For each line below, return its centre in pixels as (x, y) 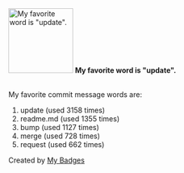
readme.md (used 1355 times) (70, 119)
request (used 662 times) (62, 144)
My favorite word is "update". (125, 70)
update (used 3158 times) (63, 110)
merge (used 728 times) (60, 136)
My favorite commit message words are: (75, 95)
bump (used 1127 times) (59, 127)
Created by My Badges (46, 160)
